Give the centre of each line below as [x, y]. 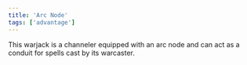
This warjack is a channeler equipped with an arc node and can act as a [124, 44]
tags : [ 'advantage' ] [42, 22]
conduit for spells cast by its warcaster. [71, 53]
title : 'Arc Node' [38, 15]
